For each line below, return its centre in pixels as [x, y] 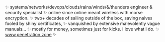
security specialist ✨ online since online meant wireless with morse [74, 12]
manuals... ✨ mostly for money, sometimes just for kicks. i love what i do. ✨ [82, 29]
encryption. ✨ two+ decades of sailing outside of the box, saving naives [79, 18]
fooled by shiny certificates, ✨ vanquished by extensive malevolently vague [82, 23]
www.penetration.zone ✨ [31, 34]
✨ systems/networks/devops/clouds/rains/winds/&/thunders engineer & [79, 7]
